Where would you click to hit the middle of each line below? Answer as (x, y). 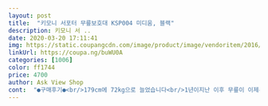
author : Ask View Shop (46, 82)
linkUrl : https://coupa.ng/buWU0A (66, 53)
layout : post (30, 16)
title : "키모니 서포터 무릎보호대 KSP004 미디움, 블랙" (91, 23)
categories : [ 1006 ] (41, 61)
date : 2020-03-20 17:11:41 (53, 38)
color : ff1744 (32, 68)
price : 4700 (28, 75)
